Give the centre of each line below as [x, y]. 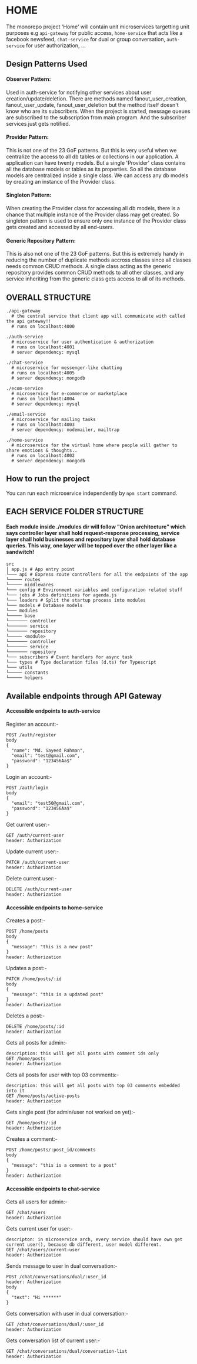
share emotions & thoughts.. [42, 450]
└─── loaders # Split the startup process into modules [76, 601]
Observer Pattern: [29, 79]
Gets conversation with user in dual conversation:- [67, 1314]
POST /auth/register [31, 735]
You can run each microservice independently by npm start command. [92, 493]
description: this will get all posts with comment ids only [83, 1054]
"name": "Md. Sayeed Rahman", [48, 750]
